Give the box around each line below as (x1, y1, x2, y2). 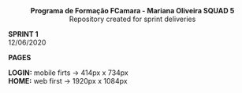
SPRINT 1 (8, 30, 39, 38)
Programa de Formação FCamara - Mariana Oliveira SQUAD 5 (30, 6, 235, 15)
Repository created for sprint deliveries (69, 14, 196, 23)
